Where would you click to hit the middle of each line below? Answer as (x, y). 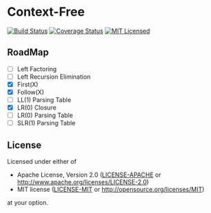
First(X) (28, 84)
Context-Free (46, 12)
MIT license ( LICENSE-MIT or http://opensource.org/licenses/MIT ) (111, 190)
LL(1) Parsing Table (44, 100)
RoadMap (28, 52)
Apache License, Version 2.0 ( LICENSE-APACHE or (89, 175)
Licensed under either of (42, 162)
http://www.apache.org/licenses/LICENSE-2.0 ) (83, 182)
